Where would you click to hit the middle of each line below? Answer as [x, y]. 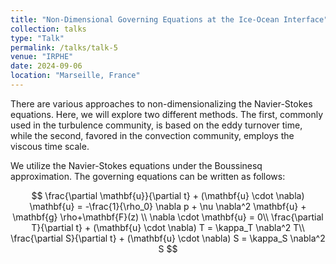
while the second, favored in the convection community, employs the [152, 135]
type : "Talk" [37, 38]
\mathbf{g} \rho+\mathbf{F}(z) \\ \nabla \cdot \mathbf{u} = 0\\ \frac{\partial [168, 217]
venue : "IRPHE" [42, 57]
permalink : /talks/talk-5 [64, 47]
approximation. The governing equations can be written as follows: [148, 176]
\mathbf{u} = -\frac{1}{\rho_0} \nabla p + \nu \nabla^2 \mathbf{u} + [168, 206]
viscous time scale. [50, 146]
